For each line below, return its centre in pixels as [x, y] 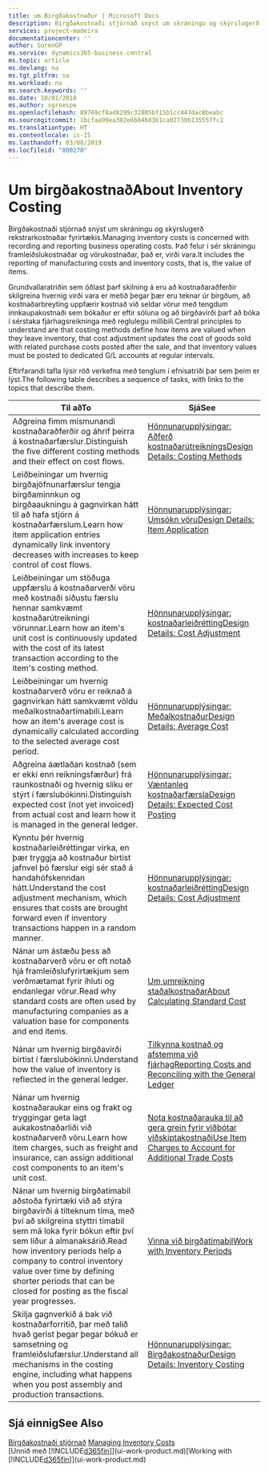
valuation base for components [71, 1022]
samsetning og [40, 1344]
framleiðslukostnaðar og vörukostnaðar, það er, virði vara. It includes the [126, 254]
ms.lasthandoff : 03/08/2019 [55, 142]
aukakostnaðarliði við [52, 1128]
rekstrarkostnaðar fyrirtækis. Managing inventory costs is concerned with [129, 238]
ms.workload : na [35, 83]
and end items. [40, 1031]
